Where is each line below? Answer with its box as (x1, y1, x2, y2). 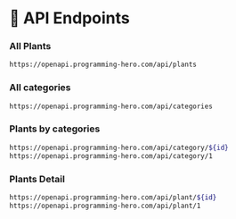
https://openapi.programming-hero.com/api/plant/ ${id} (9, 192, 217, 202)
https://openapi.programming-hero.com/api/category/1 (9, 151, 214, 160)
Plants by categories (9, 122, 101, 135)
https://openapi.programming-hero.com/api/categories (9, 102, 214, 111)
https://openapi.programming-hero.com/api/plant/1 (9, 201, 201, 210)
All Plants (9, 40, 52, 53)
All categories (9, 81, 71, 94)
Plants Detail (9, 173, 65, 185)
